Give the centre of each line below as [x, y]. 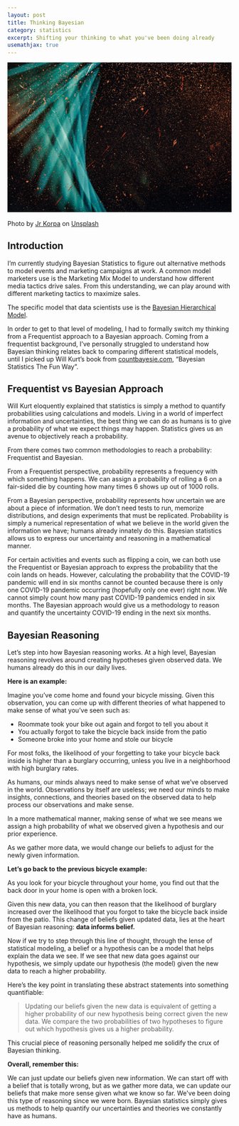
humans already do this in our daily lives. [67, 667]
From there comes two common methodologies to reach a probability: [110, 450]
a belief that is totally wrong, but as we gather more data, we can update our [119, 1086]
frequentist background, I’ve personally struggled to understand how [108, 344]
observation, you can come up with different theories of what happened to [116, 703]
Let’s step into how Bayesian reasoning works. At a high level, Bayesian [112, 652]
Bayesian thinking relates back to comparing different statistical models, [113, 351]
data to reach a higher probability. [57, 971]
